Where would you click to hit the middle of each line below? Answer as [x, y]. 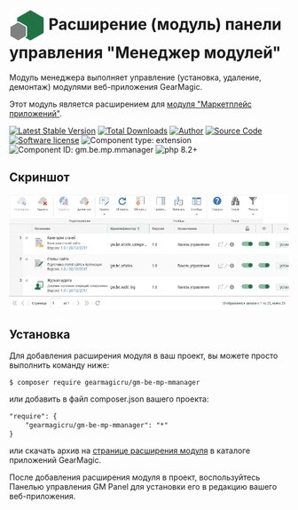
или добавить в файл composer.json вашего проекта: [109, 399]
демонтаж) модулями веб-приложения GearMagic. [106, 86]
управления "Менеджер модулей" [145, 53]
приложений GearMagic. [55, 460]
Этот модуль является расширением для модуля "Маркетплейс [131, 104]
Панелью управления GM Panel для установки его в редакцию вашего [143, 487]
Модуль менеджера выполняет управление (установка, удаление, [135, 77]
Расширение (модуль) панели [165, 24]
